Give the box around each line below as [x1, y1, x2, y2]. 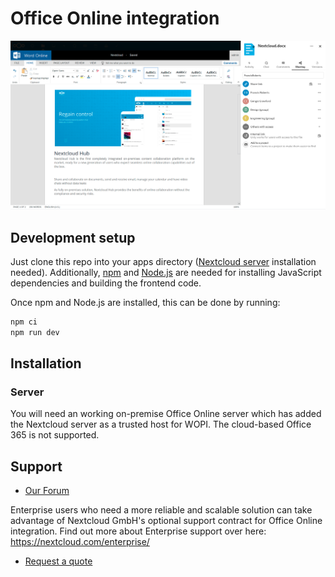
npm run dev [10, 327, 60, 337]
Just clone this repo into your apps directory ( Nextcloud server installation [10, 255, 317, 267]
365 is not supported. [10, 429, 100, 441]
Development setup [10, 229, 136, 246]
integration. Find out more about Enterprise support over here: [10, 525, 267, 537]
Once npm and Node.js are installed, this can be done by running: [10, 296, 281, 308]
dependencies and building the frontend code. [10, 277, 202, 289]
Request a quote [24, 555, 93, 567]
